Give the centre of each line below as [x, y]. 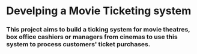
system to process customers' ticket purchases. [78, 45]
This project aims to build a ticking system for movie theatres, [98, 30]
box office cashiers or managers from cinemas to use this [92, 37]
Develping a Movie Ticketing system [99, 11]
